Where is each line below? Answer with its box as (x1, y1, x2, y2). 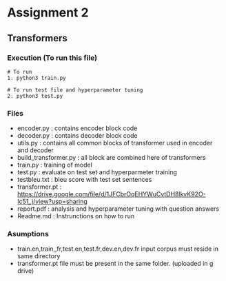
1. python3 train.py (7, 74, 67, 81)
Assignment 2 (7, 5, 89, 21)
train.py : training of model (17, 160, 93, 169)
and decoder (17, 146, 54, 154)
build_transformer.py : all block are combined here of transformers (17, 154, 206, 162)
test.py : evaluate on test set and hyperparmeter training (17, 168, 178, 176)
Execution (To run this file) (7, 53, 98, 63)
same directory (17, 252, 61, 260)
